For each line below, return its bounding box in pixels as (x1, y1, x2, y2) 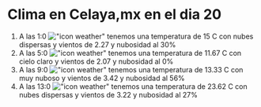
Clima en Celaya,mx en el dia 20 (7, 6, 222, 24)
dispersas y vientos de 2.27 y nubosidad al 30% (18, 39, 176, 49)
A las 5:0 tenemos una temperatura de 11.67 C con (18, 48, 242, 57)
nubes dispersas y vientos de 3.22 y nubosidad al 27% (18, 90, 199, 99)
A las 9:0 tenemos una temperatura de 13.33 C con (18, 65, 244, 74)
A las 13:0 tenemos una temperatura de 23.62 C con (18, 81, 248, 91)
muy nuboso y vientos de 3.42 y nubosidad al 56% (18, 73, 185, 83)
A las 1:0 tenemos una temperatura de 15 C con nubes (18, 31, 254, 41)
